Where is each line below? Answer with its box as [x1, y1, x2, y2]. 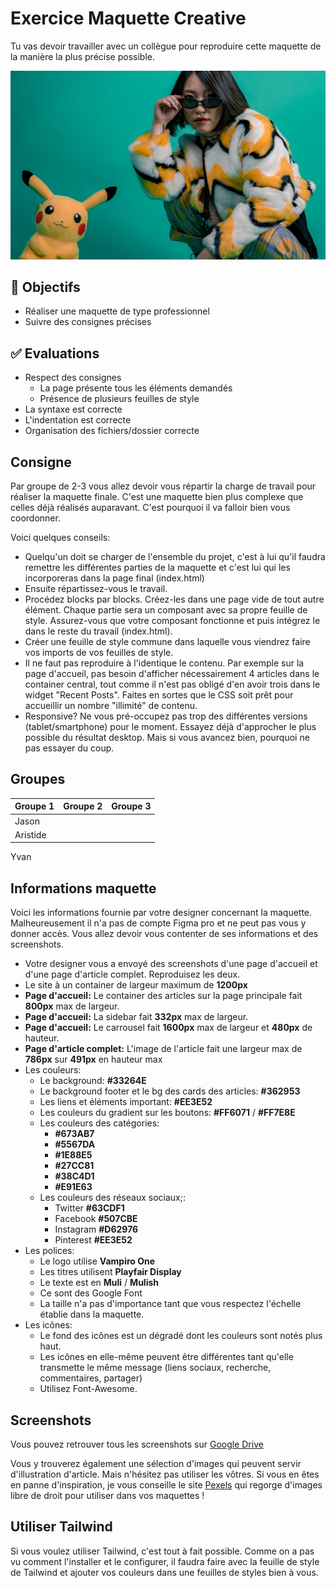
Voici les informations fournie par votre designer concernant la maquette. [10, 907, 313, 919]
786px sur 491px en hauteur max [24, 1053, 163, 1066]
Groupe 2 [63, 800, 103, 812]
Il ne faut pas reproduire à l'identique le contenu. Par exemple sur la [24, 657, 305, 669]
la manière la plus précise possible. [10, 50, 155, 62]
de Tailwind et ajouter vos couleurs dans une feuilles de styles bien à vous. [10, 1566, 319, 1578]
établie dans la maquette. [39, 1308, 145, 1321]
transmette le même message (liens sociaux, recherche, [39, 1362, 272, 1374]
